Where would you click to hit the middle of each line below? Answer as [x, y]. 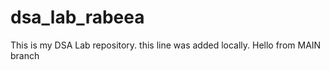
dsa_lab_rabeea [77, 17]
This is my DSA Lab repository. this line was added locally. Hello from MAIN [166, 45]
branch [25, 55]
